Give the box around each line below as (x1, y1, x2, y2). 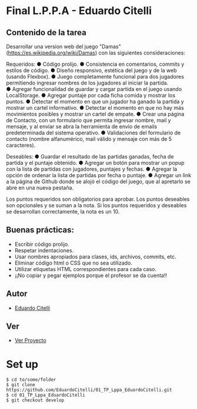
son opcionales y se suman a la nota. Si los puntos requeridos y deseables (6, 202, 187, 209)
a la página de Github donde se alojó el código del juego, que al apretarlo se (6, 178, 191, 185)
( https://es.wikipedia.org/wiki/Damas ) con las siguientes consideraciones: (6, 49, 185, 56)
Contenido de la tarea (6, 28, 86, 38)
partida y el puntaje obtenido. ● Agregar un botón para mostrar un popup (6, 160, 185, 166)
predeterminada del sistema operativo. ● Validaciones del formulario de (6, 129, 181, 136)
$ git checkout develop (6, 397, 65, 403)
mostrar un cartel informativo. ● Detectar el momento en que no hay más (6, 104, 184, 111)
